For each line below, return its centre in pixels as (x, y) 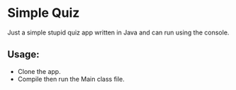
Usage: (24, 54)
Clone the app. (39, 71)
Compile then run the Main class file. (71, 79)
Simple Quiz (44, 13)
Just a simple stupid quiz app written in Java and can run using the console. (118, 32)
